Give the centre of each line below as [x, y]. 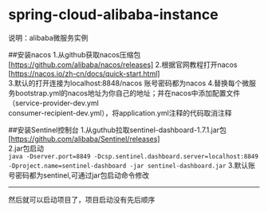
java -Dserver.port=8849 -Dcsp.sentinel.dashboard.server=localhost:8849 [134, 156]
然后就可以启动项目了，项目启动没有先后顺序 [82, 199]
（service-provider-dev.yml [54, 103]
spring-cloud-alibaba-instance [113, 15]
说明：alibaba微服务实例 [48, 37]
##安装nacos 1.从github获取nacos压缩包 [75, 54]
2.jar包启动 [26, 148]
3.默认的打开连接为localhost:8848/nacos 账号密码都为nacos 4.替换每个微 [129, 83]
